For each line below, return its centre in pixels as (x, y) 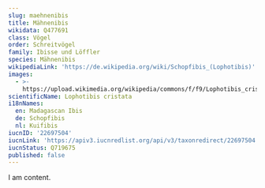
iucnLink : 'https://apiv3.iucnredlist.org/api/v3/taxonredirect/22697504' (134, 140)
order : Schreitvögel (42, 45)
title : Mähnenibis (38, 23)
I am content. (30, 178)
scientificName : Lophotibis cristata (70, 96)
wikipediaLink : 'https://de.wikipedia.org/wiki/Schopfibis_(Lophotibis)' (132, 67)
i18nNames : (26, 103)
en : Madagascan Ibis (49, 111)
